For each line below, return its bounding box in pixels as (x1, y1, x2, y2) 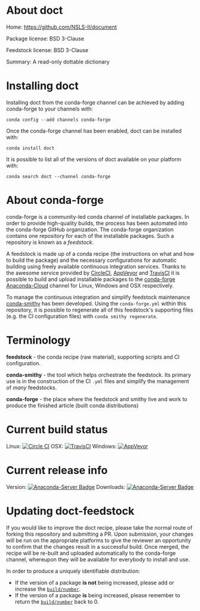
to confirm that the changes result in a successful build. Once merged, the (6, 543, 189, 550)
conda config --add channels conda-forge (6, 117, 111, 123)
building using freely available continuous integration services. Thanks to (6, 262, 186, 270)
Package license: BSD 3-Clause (6, 35, 85, 42)
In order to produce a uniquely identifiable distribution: (6, 567, 140, 575)
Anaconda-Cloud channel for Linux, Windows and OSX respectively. (6, 282, 174, 289)
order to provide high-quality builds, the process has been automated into (6, 219, 188, 227)
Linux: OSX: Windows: (6, 442, 117, 450)
